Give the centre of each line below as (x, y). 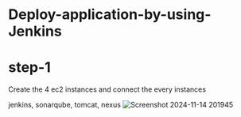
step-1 (30, 68)
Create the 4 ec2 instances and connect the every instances (107, 89)
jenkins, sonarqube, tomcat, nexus (65, 105)
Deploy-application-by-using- (110, 15)
